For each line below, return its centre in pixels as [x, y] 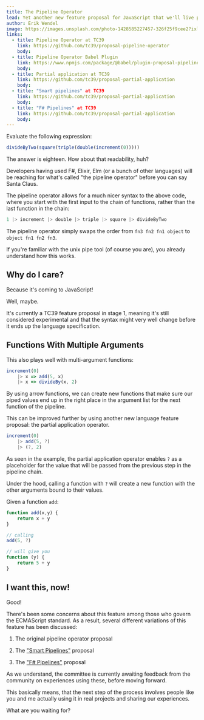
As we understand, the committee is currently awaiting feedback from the [98, 674]
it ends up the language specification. [53, 326]
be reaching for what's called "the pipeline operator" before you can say [97, 177]
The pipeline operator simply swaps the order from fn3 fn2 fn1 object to [98, 231]
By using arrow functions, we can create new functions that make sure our [100, 394]
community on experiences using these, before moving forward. [87, 680]
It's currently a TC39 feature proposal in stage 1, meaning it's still [87, 313]
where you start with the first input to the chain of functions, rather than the [101, 202]
